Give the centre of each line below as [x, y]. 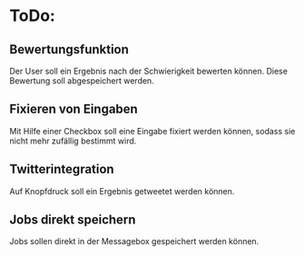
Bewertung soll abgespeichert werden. [82, 81]
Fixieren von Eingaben [74, 109]
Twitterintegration [62, 169]
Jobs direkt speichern [73, 220]
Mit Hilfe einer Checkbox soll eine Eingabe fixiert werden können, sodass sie [152, 131]
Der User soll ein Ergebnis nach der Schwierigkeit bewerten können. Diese [149, 71]
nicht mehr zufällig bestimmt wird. [73, 141]
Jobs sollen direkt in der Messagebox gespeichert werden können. [134, 241]
